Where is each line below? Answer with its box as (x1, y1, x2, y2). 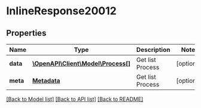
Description (136, 46, 170, 54)
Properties (6, 28, 47, 38)
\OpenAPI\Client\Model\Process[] (32, 60, 130, 67)
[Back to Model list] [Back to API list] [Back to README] (6, 95, 144, 103)
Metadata (32, 76, 60, 85)
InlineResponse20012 (6, 4, 117, 18)
